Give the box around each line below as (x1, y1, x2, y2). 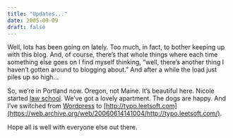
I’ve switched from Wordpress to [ (7, 102, 107, 110)
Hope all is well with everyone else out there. (7, 123, 138, 132)
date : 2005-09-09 (7, 17, 59, 24)
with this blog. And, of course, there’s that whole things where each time (7, 50, 218, 59)
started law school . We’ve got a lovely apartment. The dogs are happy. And (7, 94, 227, 103)
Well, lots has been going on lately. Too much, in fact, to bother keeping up (7, 43, 225, 52)
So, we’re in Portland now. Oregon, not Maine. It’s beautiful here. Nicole (7, 86, 215, 96)
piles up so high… (7, 73, 59, 81)
